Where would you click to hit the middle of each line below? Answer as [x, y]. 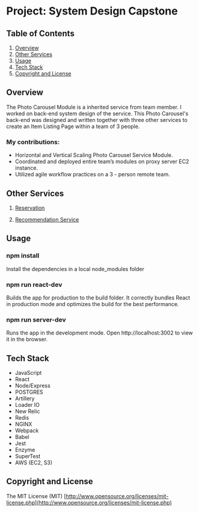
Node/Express [33, 386]
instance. [26, 168]
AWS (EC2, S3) [34, 462]
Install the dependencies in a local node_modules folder [75, 269]
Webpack [27, 430]
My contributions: [33, 142]
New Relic [27, 411]
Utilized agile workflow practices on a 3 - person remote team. [92, 174]
